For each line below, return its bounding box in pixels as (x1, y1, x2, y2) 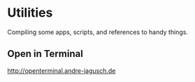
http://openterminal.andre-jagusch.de (7, 66, 116, 74)
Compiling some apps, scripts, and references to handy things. (7, 28, 189, 36)
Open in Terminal (7, 48, 84, 60)
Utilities (7, 5, 53, 21)
